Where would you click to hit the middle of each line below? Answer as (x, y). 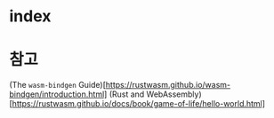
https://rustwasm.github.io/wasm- (168, 85)
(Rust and (127, 94)
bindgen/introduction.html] (58, 94)
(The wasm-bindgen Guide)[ (58, 85)
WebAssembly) (174, 94)
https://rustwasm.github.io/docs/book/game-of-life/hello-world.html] (138, 104)
